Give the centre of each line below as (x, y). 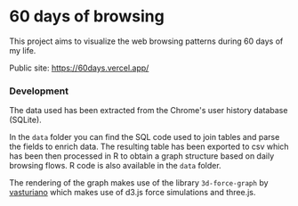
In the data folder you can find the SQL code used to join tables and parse (145, 137)
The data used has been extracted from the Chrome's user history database (149, 111)
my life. (23, 50)
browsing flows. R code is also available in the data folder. (115, 166)
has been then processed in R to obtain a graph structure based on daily (142, 156)
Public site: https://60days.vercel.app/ (79, 68)
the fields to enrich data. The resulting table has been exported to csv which (149, 147)
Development (39, 91)
